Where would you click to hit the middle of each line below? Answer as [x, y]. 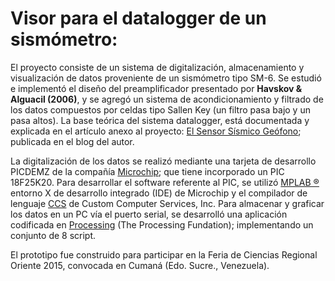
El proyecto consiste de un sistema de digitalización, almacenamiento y [157, 67]
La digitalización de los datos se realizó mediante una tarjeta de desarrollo [163, 161]
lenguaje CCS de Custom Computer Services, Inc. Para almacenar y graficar [167, 203]
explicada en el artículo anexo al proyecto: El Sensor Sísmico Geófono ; [156, 131]
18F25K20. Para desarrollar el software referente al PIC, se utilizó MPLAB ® [165, 182]
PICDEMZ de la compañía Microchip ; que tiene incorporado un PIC [147, 171]
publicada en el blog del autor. [72, 141]
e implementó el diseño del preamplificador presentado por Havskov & [156, 88]
